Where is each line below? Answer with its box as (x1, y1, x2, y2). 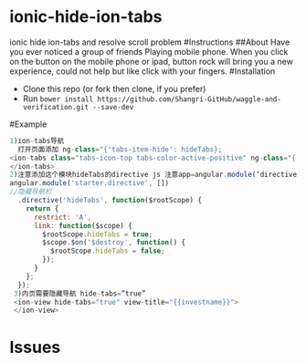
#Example (9, 119, 47, 130)
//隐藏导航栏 (9, 187, 52, 197)
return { (26, 203, 59, 213)
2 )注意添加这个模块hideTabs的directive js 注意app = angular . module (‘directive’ (9, 171, 301, 180)
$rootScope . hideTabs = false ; (49, 246, 166, 256)
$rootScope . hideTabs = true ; (42, 230, 153, 239)
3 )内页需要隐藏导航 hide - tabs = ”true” (13, 289, 146, 298)
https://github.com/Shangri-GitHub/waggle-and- (97, 94, 281, 104)
